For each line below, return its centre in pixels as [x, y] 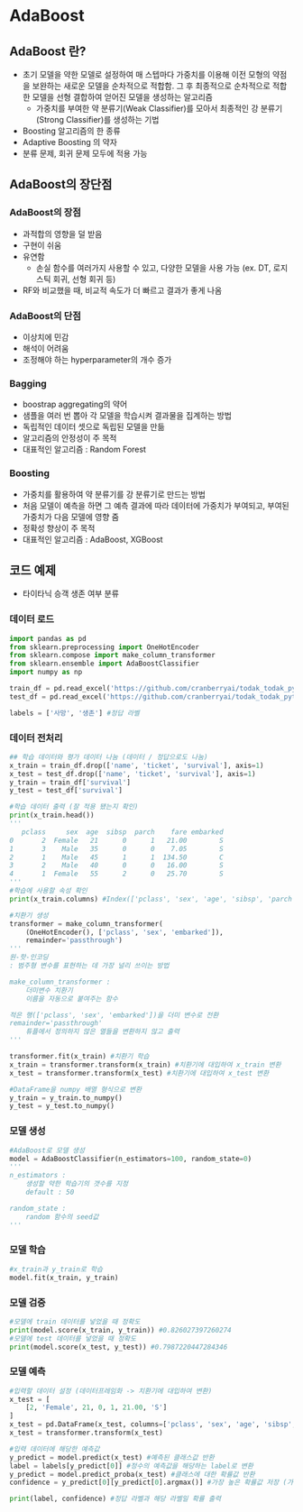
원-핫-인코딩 [29, 958]
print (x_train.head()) [52, 816]
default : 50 [50, 1192]
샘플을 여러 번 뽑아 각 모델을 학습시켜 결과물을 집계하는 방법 [127, 416]
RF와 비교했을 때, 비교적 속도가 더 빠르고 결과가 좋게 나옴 [122, 290]
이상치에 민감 [46, 337]
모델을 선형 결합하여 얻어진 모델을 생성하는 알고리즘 [123, 97]
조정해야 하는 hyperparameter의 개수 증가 [97, 359]
